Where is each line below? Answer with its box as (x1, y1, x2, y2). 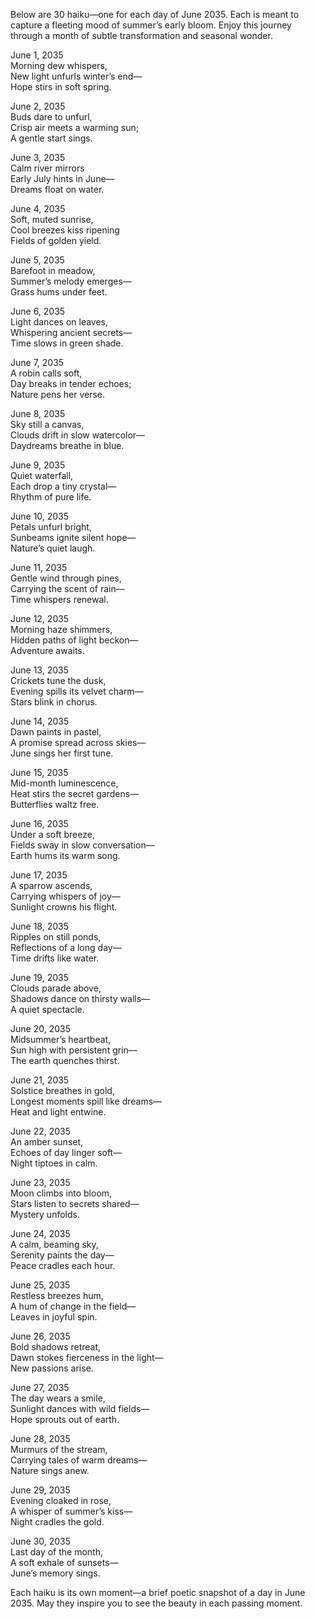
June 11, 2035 (10, 562, 68, 573)
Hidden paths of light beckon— (10, 634, 139, 646)
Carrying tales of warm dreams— (10, 1454, 148, 1466)
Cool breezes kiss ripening (10, 224, 120, 236)
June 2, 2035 (10, 100, 66, 112)
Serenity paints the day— (10, 1249, 115, 1261)
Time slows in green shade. (10, 337, 124, 349)
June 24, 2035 (10, 1228, 71, 1239)
